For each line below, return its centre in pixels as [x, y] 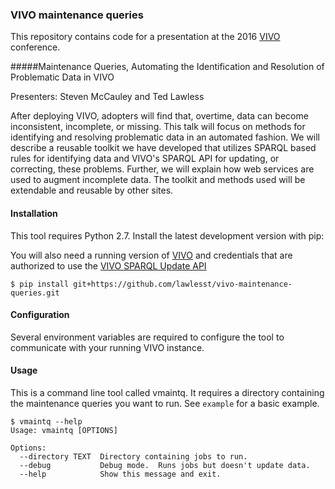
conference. [35, 47]
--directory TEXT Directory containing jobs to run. [133, 456]
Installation [34, 213]
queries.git [35, 293]
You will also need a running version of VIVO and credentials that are [151, 255]
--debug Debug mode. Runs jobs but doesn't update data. [165, 465]
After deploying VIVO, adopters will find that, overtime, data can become [159, 116]
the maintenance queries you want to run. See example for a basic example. [165, 403]
